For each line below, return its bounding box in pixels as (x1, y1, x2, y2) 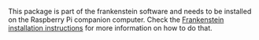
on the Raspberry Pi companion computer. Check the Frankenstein (8, 15, 224, 24)
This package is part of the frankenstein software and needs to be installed (8, 7, 252, 16)
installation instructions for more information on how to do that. (8, 24, 213, 32)
